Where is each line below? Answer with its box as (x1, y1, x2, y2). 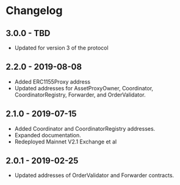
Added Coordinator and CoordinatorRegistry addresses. (14, 125, 156, 132)
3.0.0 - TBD (5, 28, 51, 38)
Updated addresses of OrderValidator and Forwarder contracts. (14, 172, 175, 179)
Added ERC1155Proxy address (14, 78, 91, 85)
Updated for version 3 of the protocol (14, 44, 109, 51)
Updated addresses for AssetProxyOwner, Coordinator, (14, 84, 154, 92)
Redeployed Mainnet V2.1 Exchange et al (14, 138, 117, 145)
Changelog (5, 4, 63, 18)
